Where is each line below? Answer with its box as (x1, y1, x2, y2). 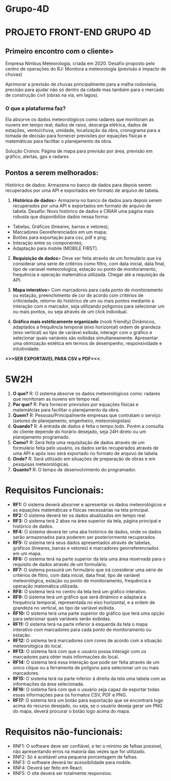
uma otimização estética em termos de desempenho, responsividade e (12, 340, 162, 346)
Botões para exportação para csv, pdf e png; (12, 234, 107, 241)
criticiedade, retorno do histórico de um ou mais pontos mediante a (12, 298, 155, 304)
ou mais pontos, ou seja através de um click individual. (12, 309, 128, 315)
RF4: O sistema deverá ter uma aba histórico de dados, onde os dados (12, 529, 162, 535)
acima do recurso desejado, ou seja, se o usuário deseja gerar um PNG (12, 703, 163, 709)
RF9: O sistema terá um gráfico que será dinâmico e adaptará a (12, 594, 146, 600)
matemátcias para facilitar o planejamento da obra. (12, 407, 120, 413)
